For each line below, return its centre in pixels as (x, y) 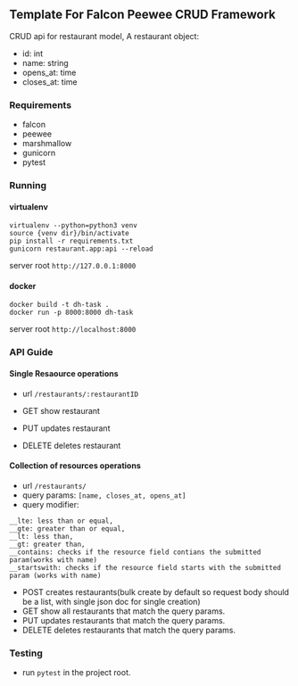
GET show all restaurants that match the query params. (124, 611)
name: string (45, 62)
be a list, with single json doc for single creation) (111, 601)
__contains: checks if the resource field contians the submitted (135, 552)
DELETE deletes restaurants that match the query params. (129, 630)
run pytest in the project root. (76, 673)
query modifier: (50, 504)
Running (28, 186)
